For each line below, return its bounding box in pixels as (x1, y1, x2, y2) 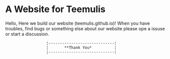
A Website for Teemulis (5, 4, 106, 15)
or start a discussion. (5, 31, 49, 37)
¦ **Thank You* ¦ (46, 45, 117, 50)
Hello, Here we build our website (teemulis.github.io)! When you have (5, 20, 150, 26)
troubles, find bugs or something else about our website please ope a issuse (5, 25, 165, 31)
